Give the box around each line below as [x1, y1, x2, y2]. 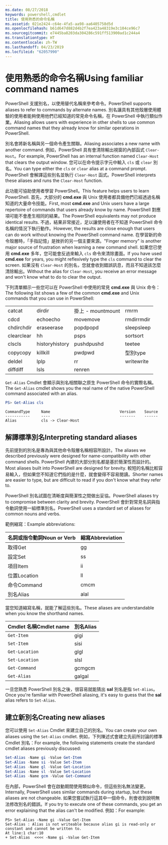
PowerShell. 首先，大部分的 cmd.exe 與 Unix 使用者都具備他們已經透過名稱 [5, 194, 160, 200]
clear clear [8, 332, 32, 339]
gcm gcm [74, 665, 95, 672]
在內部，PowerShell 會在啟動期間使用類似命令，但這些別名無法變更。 [5, 783, 148, 789]
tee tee [125, 340, 140, 347]
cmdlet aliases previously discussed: [5, 745, 81, 751]
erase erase [37, 324, 64, 331]
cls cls [8, 340, 22, 347]
